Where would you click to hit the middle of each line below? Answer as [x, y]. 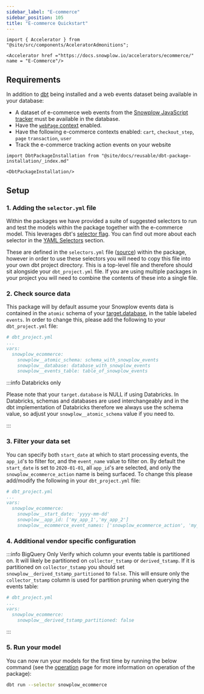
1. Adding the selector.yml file [51, 208]
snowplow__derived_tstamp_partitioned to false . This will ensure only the [98, 574]
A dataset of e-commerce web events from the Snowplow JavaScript [101, 112]
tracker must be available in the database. [67, 119]
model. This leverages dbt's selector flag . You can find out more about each [101, 234]
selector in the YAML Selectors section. [56, 240]
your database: [25, 101]
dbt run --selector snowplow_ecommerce [57, 685]
